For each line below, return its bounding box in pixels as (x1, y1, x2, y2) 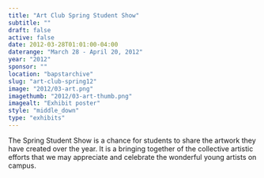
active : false (8, 33, 55, 42)
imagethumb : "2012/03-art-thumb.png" (8, 92, 133, 100)
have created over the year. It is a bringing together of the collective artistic (8, 143, 254, 154)
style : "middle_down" (8, 107, 80, 115)
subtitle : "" (8, 19, 51, 27)
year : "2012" (8, 56, 51, 64)
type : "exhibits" (8, 114, 66, 122)
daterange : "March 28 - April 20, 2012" (8, 48, 144, 56)
